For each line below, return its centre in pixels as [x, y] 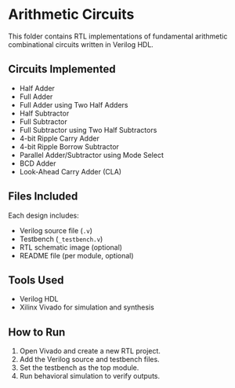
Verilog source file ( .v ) [56, 230]
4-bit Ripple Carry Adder [59, 138]
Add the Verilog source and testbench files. [89, 360]
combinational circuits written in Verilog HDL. [81, 44]
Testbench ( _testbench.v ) [61, 239]
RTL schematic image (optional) [71, 247]
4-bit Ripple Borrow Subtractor [69, 146]
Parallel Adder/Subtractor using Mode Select [92, 155]
